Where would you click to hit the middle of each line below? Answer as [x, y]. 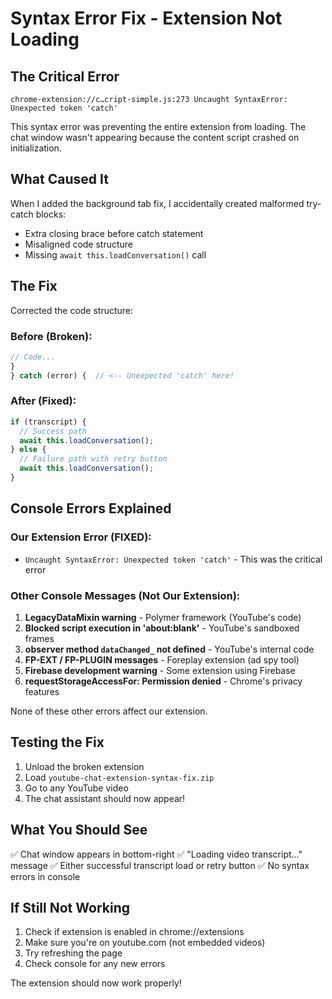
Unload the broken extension [84, 766]
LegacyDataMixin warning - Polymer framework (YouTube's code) [163, 617]
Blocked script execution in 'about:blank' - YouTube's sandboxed [162, 628]
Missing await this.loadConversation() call [115, 254]
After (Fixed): [43, 401]
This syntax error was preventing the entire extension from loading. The [158, 126]
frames [39, 638]
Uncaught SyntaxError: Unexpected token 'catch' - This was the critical [173, 559]
